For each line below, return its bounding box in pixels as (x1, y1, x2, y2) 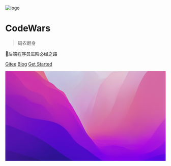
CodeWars (5, 23, 51, 34)
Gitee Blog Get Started (5, 61, 52, 67)
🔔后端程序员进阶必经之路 (5, 51, 58, 57)
